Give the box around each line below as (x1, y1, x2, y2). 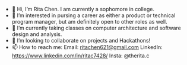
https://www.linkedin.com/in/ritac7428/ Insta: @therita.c (11, 52, 150, 59)
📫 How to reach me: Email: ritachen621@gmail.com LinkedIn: (11, 44, 163, 50)
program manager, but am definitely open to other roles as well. (11, 18, 167, 25)
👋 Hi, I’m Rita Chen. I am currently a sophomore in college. (11, 6, 154, 12)
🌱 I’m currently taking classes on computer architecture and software (11, 24, 181, 31)
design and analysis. (11, 31, 62, 38)
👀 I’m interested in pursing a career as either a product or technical (11, 12, 176, 19)
